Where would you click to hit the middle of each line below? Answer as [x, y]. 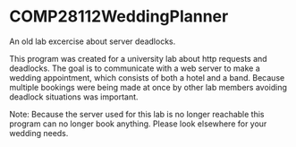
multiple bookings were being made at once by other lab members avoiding [148, 87]
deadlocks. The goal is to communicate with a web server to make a [135, 68]
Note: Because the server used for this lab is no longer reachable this [137, 114]
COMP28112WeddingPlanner [119, 17]
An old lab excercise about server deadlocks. [93, 41]
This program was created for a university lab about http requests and [138, 58]
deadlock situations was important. [74, 97]
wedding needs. [39, 133]
